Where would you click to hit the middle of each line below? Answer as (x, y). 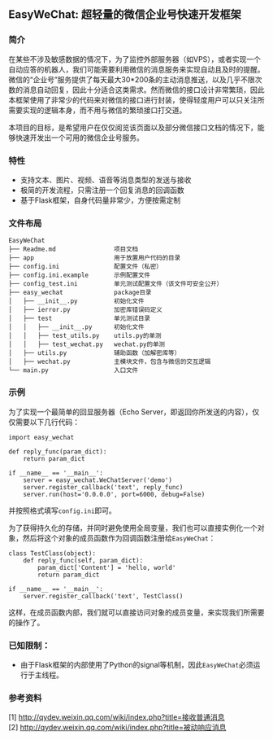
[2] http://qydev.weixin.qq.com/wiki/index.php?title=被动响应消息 (117, 728)
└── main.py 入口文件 (74, 370)
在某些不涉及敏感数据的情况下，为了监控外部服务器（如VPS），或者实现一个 (135, 59)
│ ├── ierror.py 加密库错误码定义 (85, 310)
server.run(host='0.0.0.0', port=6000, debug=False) (114, 494)
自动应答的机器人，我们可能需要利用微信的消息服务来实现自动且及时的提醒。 (136, 69)
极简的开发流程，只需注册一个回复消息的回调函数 (102, 190)
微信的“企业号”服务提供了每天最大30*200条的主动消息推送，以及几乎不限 (132, 79)
